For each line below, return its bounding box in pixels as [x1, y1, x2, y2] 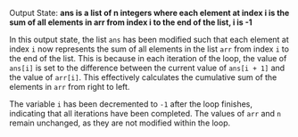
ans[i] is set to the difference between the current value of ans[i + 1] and [9, 62, 286, 73]
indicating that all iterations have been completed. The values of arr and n [9, 109, 281, 118]
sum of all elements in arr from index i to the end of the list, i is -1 [9, 17, 252, 28]
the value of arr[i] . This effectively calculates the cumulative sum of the [9, 72, 277, 83]
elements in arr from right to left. [9, 82, 130, 92]
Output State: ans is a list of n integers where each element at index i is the [9, 8, 290, 18]
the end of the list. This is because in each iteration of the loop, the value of [9, 53, 287, 63]
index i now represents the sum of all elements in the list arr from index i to [9, 44, 290, 54]
